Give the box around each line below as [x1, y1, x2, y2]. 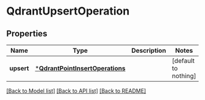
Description [131, 47, 167, 55]
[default [171, 56, 195, 65]
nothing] [171, 72, 196, 80]
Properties [6, 28, 48, 39]
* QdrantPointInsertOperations [35, 64, 126, 72]
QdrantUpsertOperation [6, 4, 130, 18]
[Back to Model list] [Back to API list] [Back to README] [6, 87, 146, 95]
